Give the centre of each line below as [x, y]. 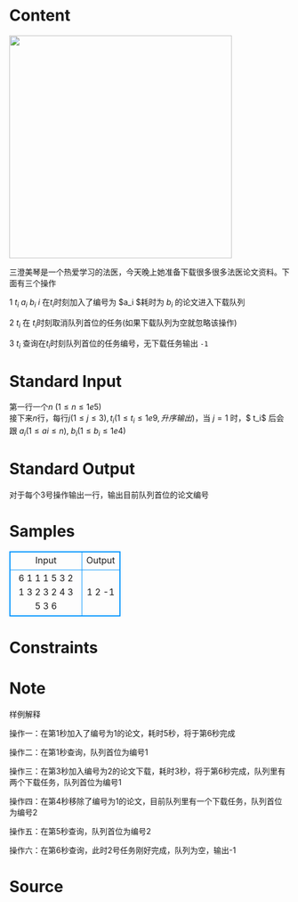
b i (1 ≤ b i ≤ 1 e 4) [98, 431]
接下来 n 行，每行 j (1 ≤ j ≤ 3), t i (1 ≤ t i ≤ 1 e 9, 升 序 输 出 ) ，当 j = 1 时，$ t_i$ [138, 419]
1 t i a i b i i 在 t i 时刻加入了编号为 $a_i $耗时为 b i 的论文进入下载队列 [127, 303]
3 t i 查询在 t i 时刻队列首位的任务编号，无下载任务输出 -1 [109, 344]
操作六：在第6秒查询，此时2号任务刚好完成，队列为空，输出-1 [123, 850]
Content [40, 16]
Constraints [54, 648]
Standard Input [65, 381]
